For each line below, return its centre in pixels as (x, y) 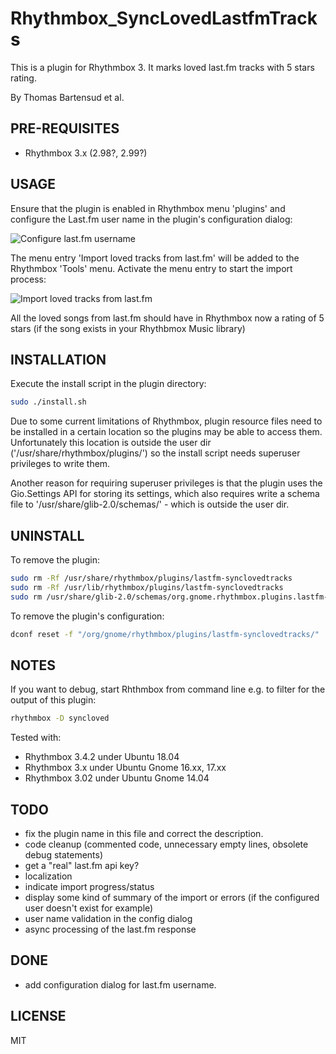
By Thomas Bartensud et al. (67, 97)
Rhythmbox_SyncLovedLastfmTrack (164, 18)
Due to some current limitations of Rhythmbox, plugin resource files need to (166, 421)
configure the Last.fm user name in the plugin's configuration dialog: (151, 219)
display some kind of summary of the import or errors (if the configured (172, 898)
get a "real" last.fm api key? (82, 866)
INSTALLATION (58, 359)
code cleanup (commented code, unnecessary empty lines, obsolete (166, 844)
